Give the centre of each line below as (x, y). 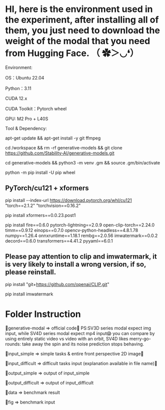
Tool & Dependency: (26, 128)
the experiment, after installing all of (82, 20)
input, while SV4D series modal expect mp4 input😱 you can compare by (80, 333)
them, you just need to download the (82, 30)
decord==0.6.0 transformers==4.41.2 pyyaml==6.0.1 (59, 240)
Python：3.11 (18, 88)
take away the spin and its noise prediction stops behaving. (83, 344)
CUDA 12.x (16, 98)
